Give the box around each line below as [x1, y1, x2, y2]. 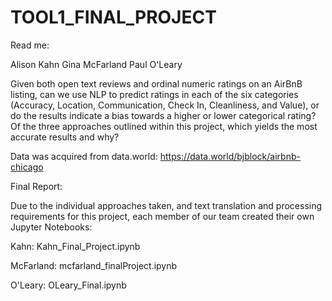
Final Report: [10, 180, 63, 192]
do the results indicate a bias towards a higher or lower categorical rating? [10, 109, 317, 121]
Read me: [10, 39, 50, 51]
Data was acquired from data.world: [10, 150, 158, 162]
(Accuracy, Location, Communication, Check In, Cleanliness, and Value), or [10, 99, 320, 111]
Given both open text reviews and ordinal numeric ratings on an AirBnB [10, 77, 303, 90]
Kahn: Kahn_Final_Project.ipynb [10, 240, 141, 252]
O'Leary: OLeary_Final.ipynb [10, 279, 127, 291]
